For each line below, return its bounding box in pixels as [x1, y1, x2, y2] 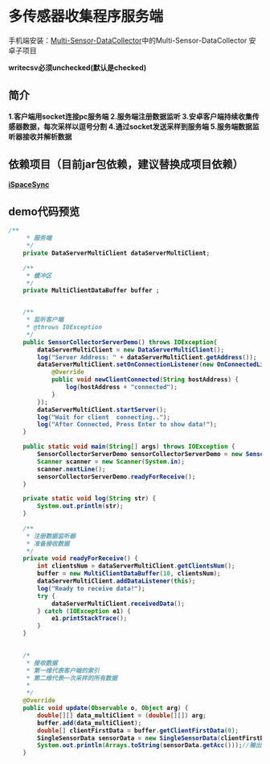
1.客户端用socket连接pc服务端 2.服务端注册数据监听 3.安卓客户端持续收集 [8, 111, 253, 121]
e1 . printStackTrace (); [51, 614, 128, 623]
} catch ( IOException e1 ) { [37, 607, 131, 615]
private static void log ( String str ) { [22, 495, 157, 503]
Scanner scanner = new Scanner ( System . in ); [37, 457, 185, 466]
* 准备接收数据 [26, 539, 70, 548]
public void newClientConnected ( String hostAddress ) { [51, 376, 239, 384]
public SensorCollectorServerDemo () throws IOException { [22, 338, 218, 347]
